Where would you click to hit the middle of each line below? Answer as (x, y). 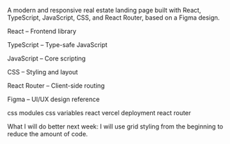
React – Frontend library (42, 31)
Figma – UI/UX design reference (54, 99)
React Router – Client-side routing (56, 86)
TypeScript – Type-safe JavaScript (57, 45)
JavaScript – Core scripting (47, 58)
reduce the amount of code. (48, 134)
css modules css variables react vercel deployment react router (99, 113)
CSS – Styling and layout (43, 72)
